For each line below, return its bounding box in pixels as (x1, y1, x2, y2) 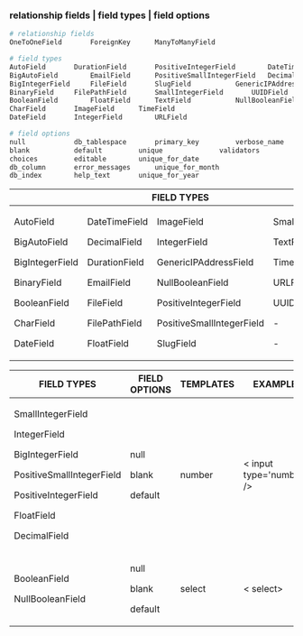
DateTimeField (87, 216, 149, 228)
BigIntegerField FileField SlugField (9, 79, 192, 88)
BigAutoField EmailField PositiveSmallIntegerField (9, 70, 256, 80)
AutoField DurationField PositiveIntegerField (9, 62, 236, 71)
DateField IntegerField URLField (9, 113, 188, 122)
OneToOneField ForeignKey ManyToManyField (9, 38, 216, 47)
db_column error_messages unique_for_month (9, 162, 220, 171)
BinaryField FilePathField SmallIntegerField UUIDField (9, 88, 289, 97)
